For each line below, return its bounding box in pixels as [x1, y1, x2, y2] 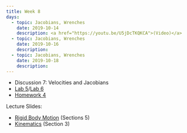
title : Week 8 [6, 8, 41, 15]
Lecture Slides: [6, 103, 42, 110]
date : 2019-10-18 [16, 57, 59, 63]
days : [6, 14, 19, 20]
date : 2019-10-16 [16, 42, 59, 47]
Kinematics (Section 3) [14, 121, 70, 128]
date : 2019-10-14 [16, 25, 59, 31]
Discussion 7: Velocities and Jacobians [14, 79, 109, 86]
